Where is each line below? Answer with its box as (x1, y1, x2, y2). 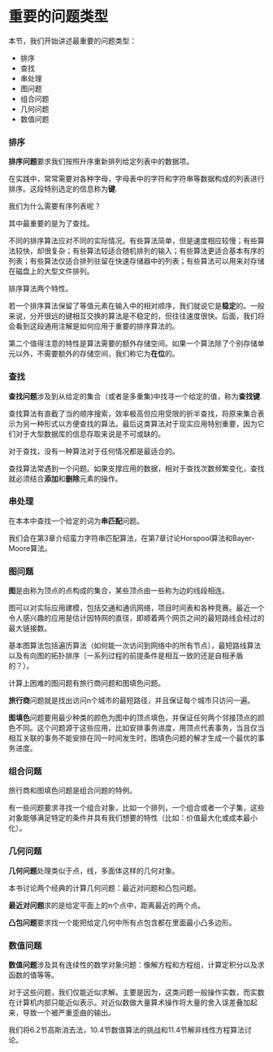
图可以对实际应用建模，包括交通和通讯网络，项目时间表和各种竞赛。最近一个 (8, 603, 265, 613)
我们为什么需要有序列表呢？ (8, 201, 102, 212)
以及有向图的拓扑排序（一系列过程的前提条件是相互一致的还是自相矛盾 (8, 651, 244, 661)
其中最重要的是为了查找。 (8, 219, 94, 229)
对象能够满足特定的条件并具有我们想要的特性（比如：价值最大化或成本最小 (8, 813, 258, 823)
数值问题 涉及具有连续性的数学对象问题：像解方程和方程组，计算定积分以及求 (8, 960, 265, 970)
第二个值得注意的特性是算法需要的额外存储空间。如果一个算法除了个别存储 (8, 338, 258, 348)
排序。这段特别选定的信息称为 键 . (8, 184, 118, 194)
